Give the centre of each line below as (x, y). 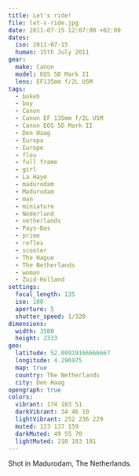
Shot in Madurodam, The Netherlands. (70, 463)
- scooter (31, 250)
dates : (19, 37)
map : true (31, 368)
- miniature (35, 206)
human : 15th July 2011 (52, 52)
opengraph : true (35, 390)
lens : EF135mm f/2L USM (54, 81)
